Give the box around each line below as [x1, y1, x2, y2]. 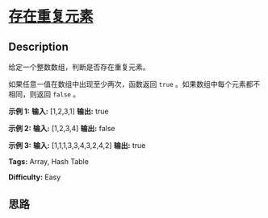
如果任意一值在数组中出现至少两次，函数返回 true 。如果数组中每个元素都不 [8, 80, 261, 88]
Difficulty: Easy [8, 172, 61, 182]
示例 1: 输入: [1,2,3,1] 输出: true [8, 106, 109, 116]
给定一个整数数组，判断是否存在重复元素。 [8, 62, 150, 72]
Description [8, 39, 69, 53]
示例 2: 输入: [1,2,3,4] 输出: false [8, 124, 115, 133]
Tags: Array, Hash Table [8, 157, 89, 166]
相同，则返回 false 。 [8, 89, 81, 99]
